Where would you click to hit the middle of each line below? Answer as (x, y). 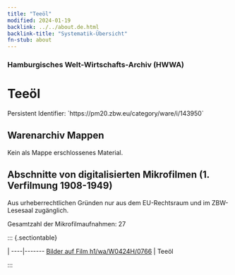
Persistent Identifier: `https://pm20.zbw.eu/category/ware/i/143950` (106, 113)
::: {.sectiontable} (32, 238)
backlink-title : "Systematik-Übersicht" (68, 33)
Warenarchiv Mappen (56, 136)
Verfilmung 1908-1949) (60, 186)
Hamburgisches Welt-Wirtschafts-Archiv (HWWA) (96, 65)
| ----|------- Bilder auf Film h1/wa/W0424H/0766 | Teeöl (90, 251)
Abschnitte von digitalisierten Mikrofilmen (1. (108, 175)
